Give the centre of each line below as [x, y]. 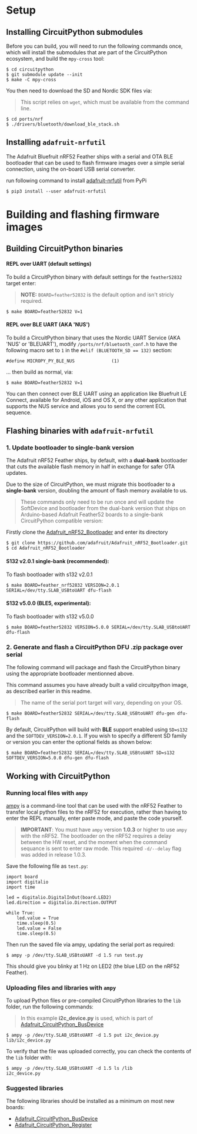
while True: [21, 913]
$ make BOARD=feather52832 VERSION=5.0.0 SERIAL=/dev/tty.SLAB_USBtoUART [98, 627]
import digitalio [27, 882]
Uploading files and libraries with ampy [61, 987]
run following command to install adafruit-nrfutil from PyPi [76, 180]
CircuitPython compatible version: [61, 521]
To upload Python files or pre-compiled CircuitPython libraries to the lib [94, 1001]
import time [21, 887]
